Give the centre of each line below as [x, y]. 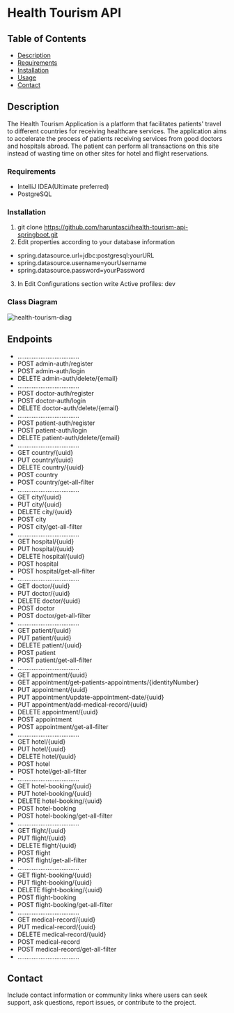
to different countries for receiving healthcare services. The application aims [117, 131]
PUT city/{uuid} [39, 504]
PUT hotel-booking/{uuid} [55, 793]
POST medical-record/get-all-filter [67, 949]
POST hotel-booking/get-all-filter [65, 816]
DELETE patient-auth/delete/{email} [69, 437]
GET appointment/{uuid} [53, 675]
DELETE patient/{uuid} [49, 645]
